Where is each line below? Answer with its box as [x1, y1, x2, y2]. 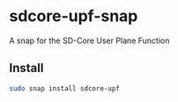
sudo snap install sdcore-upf [9, 84, 121, 93]
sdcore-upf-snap [9, 6, 138, 26]
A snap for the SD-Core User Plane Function [9, 35, 170, 46]
